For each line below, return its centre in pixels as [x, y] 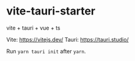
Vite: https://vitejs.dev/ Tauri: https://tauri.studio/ [68, 39]
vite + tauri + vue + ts [34, 28]
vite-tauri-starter [51, 11]
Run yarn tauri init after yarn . [46, 51]
